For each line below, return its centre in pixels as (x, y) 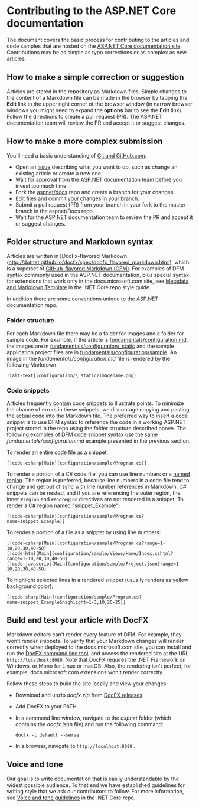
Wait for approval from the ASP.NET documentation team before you (99, 179)
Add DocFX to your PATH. (47, 706)
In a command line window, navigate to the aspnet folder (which (93, 718)
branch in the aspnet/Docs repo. (55, 211)
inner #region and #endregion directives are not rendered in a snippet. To (95, 499)
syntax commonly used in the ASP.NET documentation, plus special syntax (98, 275)
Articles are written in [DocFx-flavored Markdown (67, 256)
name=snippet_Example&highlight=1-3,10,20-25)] (66, 602)
